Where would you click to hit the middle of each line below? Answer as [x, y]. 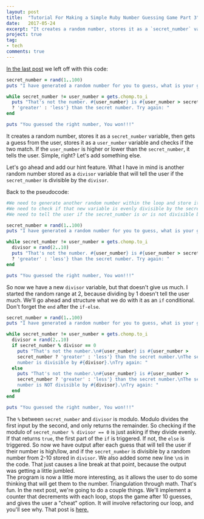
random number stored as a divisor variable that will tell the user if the [95, 173]
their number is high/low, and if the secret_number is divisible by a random [99, 451]
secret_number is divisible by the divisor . [58, 180]
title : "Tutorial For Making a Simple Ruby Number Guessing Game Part [99, 18]
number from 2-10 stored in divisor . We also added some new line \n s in [98, 458]
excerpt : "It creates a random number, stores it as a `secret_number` [99, 29]
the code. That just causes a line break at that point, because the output [96, 464]
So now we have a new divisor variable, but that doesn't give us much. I [97, 287]
